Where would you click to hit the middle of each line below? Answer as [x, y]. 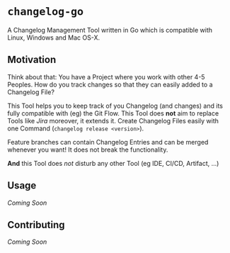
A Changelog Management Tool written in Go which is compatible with [110, 30]
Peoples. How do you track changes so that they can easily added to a [110, 84]
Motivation [32, 60]
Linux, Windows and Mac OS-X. [54, 38]
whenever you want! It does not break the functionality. [88, 150]
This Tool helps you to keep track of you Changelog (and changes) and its [115, 106]
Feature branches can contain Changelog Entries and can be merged [108, 142]
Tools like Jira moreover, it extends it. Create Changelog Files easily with [113, 120]
